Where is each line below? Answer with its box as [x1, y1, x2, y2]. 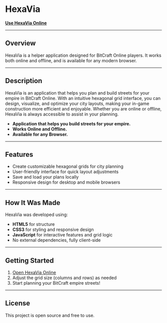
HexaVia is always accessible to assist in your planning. [5, 111, 119, 117]
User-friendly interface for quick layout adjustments [12, 169, 119, 175]
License [5, 299, 30, 308]
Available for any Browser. [12, 131, 68, 137]
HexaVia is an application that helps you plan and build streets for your [5, 90, 150, 96]
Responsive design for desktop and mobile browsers [12, 179, 120, 185]
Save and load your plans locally [12, 174, 79, 180]
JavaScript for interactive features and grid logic [12, 232, 113, 238]
